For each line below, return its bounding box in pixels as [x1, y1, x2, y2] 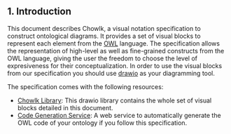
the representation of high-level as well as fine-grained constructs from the [7, 46, 225, 55]
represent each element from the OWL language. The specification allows [7, 39, 220, 48]
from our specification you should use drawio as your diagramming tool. [7, 69, 216, 77]
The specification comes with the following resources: [7, 82, 164, 91]
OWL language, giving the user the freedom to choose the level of [7, 54, 198, 62]
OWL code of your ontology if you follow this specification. [17, 119, 188, 127]
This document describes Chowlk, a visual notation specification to [7, 24, 201, 32]
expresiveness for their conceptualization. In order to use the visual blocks [7, 61, 223, 69]
